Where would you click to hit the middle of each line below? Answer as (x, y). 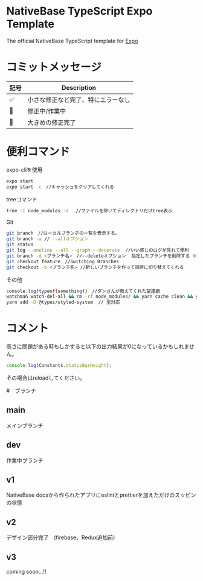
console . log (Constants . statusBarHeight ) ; (59, 366)
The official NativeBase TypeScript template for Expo (72, 41)
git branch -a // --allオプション (47, 239)
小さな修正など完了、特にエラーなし (79, 99)
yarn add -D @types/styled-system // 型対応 (63, 302)
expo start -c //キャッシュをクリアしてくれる (60, 187)
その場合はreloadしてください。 (46, 378)
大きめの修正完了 (52, 123)
